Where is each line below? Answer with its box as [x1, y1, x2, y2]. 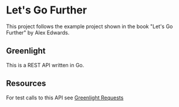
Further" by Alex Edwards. [6, 29, 70, 36]
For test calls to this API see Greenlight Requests [6, 94, 124, 101]
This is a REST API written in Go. [6, 61, 85, 68]
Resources [6, 78, 46, 88]
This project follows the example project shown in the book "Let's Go [6, 23, 173, 30]
